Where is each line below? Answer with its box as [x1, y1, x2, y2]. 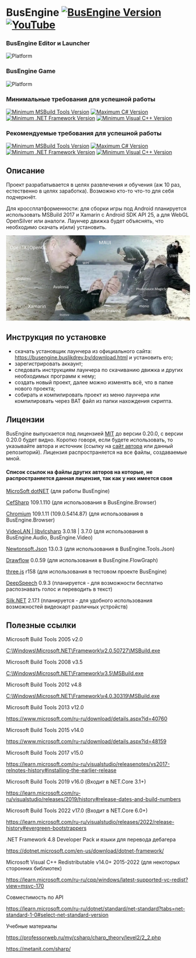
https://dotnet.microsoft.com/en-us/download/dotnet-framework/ [6, 847, 164, 854]
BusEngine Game [6, 67, 56, 76]
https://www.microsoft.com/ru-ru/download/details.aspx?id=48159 [6, 738, 167, 745]
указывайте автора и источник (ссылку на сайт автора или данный [6, 443, 173, 450]
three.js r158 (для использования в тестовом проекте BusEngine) [6, 568, 167, 575]
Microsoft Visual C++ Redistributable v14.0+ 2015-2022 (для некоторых [6, 858, 180, 866]
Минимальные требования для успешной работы [6, 95, 156, 103]
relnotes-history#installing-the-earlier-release [6, 767, 117, 774]
